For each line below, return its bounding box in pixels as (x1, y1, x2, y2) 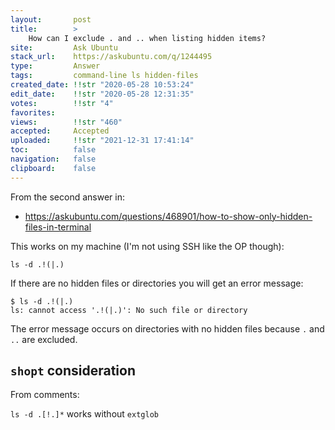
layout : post (10, 14, 92, 25)
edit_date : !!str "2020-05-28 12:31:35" (10, 89, 195, 99)
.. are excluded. (10, 333, 78, 345)
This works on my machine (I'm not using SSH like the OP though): (10, 240, 285, 252)
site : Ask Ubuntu (10, 42, 118, 53)
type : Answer (10, 61, 101, 71)
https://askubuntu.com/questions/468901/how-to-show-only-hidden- (24, 210, 313, 222)
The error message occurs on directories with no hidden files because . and (10, 322, 325, 335)
